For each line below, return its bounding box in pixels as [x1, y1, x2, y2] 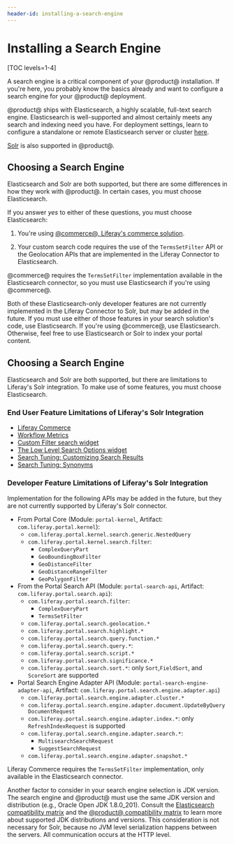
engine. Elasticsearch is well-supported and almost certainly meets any [7, 112, 213, 121]
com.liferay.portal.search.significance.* [27, 657, 154, 664]
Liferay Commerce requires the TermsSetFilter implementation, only [7, 764, 205, 773]
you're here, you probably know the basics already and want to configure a [7, 85, 224, 93]
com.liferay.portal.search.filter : [27, 597, 131, 605]
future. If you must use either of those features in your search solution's [7, 314, 214, 323]
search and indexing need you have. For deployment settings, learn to [7, 120, 208, 129]
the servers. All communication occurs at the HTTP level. [7, 830, 171, 838]
